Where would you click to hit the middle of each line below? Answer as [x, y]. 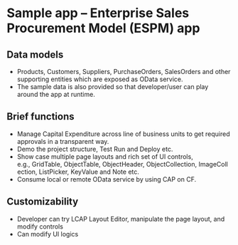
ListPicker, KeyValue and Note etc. [89, 172]
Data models [35, 54]
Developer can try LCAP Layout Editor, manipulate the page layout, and [121, 219]
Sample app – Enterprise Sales [98, 13]
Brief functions [41, 116]
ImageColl [213, 164]
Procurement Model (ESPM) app [103, 28]
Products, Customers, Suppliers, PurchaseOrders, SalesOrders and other [124, 72]
